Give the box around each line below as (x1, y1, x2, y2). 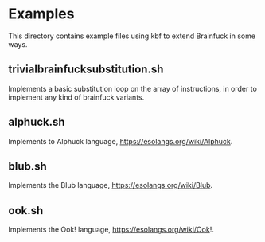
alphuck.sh (8, 115, 65, 129)
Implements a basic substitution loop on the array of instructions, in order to (8, 84, 257, 93)
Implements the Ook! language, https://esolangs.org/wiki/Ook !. (8, 224, 215, 235)
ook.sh (8, 204, 44, 217)
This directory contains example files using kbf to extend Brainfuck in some (8, 31, 256, 41)
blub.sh (8, 159, 48, 173)
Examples (8, 5, 75, 23)
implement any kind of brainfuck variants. (8, 92, 145, 102)
